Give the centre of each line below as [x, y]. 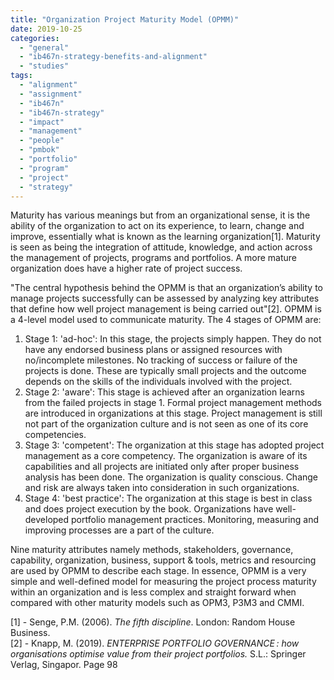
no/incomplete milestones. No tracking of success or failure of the [161, 360]
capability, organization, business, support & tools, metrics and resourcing [163, 560]
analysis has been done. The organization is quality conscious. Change [171, 477]
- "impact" [42, 122]
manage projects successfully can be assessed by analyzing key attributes [165, 298]
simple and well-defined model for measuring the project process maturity [163, 582]
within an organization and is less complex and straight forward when [153, 592]
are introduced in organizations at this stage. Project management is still [173, 413]
